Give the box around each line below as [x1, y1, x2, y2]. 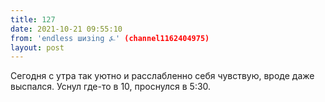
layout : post [10, 42, 65, 53]
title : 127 [10, 14, 56, 25]
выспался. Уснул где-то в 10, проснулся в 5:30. [10, 81, 212, 93]
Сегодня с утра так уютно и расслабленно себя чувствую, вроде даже [10, 70, 315, 82]
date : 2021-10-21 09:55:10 [10, 24, 123, 34]
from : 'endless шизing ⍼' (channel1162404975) [10, 33, 210, 43]
